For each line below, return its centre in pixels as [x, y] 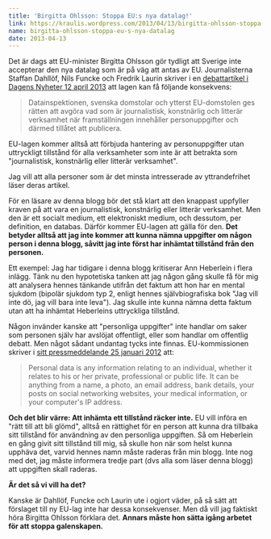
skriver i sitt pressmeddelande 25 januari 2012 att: [92, 353]
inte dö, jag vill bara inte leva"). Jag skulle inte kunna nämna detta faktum [130, 303]
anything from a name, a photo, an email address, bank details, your [141, 385]
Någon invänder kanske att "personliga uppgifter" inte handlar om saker [128, 327]
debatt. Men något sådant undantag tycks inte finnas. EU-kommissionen [129, 344]
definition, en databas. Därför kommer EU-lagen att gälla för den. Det [123, 227]
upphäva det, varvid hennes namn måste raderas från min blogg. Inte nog [131, 452]
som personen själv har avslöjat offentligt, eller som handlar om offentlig [128, 335]
